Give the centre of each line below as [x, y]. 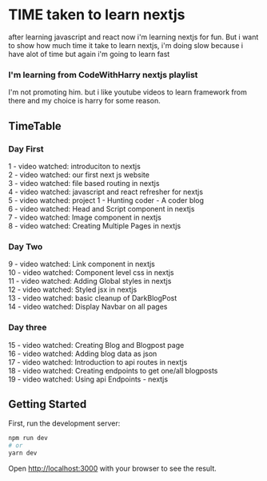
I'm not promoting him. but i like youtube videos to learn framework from [128, 92]
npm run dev [28, 439]
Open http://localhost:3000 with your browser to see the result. [113, 468]
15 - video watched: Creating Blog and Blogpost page [96, 345]
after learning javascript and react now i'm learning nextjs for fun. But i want [133, 37]
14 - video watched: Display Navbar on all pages [88, 307]
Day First [26, 148]
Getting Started [48, 404]
